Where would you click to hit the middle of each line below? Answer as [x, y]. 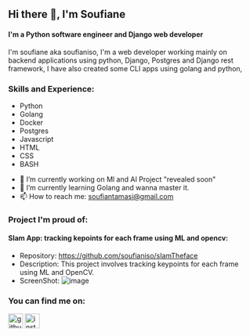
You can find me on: [47, 301]
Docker [31, 122]
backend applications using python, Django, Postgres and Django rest [121, 60]
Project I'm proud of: [48, 219]
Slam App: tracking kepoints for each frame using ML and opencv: [118, 238]
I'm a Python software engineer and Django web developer [106, 34]
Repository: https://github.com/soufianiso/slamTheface [109, 256]
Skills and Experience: [51, 89]
